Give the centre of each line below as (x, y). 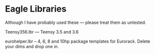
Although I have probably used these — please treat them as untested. (76, 22)
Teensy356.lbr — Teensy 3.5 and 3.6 (42, 32)
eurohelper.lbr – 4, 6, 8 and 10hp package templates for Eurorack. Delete (78, 41)
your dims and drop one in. (32, 46)
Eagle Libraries (36, 9)
